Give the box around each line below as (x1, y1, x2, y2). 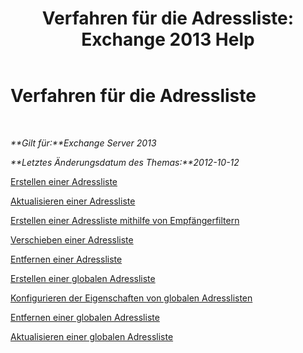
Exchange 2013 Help (81, 28, 255, 51)
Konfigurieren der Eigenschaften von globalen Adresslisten (10, 292, 253, 304)
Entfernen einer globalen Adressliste (10, 311, 160, 323)
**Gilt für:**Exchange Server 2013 (10, 137, 157, 149)
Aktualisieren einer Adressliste (10, 195, 136, 207)
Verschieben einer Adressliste (10, 233, 134, 246)
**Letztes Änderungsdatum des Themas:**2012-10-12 (10, 156, 240, 168)
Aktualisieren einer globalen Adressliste (10, 330, 174, 342)
